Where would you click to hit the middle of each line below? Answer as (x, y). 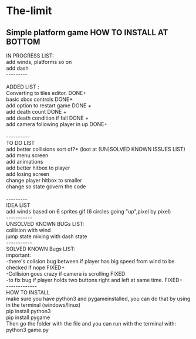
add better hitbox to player (38, 168)
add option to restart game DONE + (49, 106)
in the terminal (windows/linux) (43, 305)
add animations (25, 162)
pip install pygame (28, 317)
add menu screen (27, 155)
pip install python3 (28, 311)
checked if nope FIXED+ (36, 267)
